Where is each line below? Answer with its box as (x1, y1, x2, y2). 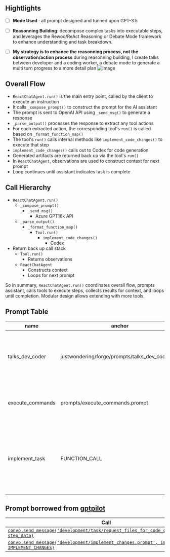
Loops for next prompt (27, 272, 75, 278)
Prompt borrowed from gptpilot (5, 504, 106, 512)
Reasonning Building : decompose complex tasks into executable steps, (12, 27, 163, 33)
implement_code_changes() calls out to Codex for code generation (12, 147, 149, 153)
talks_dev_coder (8, 353, 47, 360)
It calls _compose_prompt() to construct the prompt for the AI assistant (12, 104, 157, 110)
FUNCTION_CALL (60, 455, 102, 462)
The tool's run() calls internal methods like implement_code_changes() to (12, 136, 163, 142)
